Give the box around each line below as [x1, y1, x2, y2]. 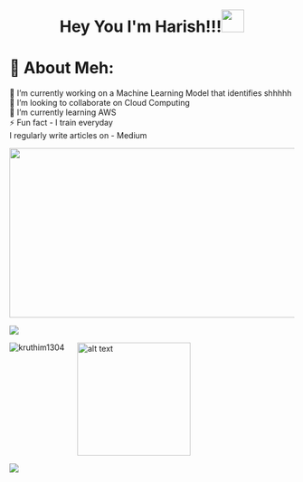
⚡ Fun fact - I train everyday [9, 118, 113, 128]
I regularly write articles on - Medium [9, 130, 147, 141]
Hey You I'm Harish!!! [59, 16, 223, 37]
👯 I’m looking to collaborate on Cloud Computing [9, 98, 190, 109]
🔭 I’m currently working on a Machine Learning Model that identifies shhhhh [9, 88, 292, 99]
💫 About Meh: [9, 58, 115, 79]
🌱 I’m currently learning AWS [9, 107, 117, 118]
